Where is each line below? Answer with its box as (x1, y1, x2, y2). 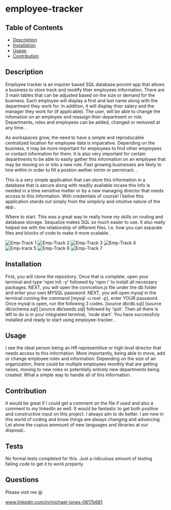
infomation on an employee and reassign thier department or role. (5, 114, 144, 120)
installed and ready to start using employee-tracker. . (5, 317, 117, 323)
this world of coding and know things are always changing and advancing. (5, 416, 161, 422)
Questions (5, 475, 39, 484)
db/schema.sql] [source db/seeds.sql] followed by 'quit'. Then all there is (5, 306, 159, 312)
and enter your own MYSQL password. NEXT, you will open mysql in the (5, 290, 156, 296)
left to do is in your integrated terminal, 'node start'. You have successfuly (5, 311, 160, 317)
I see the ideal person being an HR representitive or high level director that (5, 345, 161, 351)
